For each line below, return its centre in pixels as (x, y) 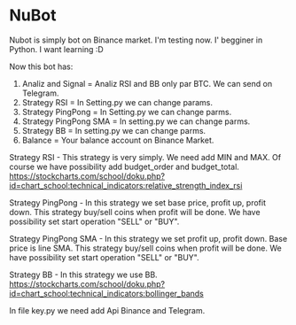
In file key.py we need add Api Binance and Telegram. (107, 310)
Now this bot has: (41, 66)
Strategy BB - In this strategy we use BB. (83, 275)
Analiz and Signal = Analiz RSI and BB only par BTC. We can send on (147, 83)
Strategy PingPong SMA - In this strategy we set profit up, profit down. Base (148, 238)
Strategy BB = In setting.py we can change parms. (114, 130)
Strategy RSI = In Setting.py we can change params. (117, 102)
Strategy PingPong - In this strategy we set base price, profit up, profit (137, 202)
